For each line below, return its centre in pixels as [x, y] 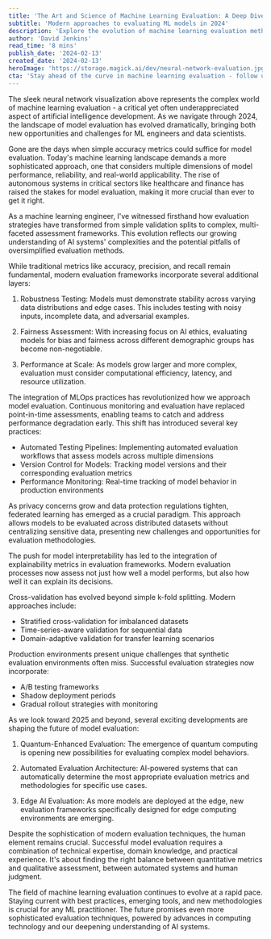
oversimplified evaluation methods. [67, 250]
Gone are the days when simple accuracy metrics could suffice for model [130, 149]
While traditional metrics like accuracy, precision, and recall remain [120, 266]
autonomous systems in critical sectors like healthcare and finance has [126, 183]
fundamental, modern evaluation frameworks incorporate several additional [134, 275]
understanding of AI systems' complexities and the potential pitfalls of [124, 241]
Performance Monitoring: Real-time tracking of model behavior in [128, 481]
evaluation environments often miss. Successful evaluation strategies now [131, 662]
